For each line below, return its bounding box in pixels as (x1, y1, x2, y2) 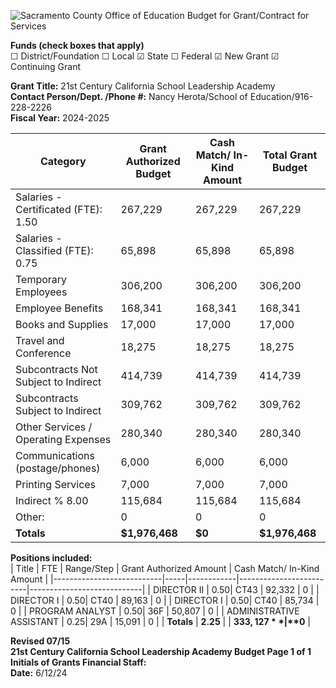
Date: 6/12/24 (10, 667, 68, 679)
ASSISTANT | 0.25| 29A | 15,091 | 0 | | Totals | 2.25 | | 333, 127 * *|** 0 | (10, 616, 311, 627)
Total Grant (262, 148, 318, 162)
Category (39, 155, 87, 168)
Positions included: (10, 552, 93, 564)
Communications (15, 449, 95, 462)
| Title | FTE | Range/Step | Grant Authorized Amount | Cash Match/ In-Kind (10, 563, 320, 574)
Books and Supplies (15, 318, 109, 331)
